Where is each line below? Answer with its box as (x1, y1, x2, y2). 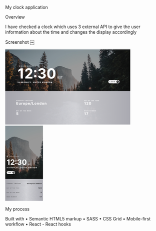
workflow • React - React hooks (5, 221, 71, 227)
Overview (5, 14, 25, 20)
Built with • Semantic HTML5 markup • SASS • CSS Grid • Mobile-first (5, 216, 151, 221)
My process (5, 206, 30, 212)
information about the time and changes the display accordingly (5, 29, 137, 35)
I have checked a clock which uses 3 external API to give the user (5, 24, 141, 30)
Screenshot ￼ (5, 39, 35, 45)
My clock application (5, 5, 48, 10)
